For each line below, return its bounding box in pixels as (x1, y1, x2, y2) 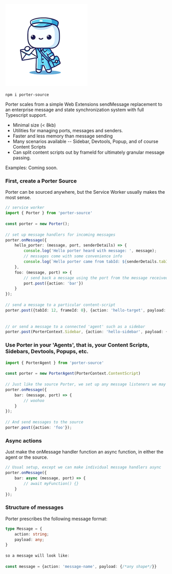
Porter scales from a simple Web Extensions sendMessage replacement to (5, 101, 163, 107)
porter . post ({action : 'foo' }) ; (5, 425, 72, 430)
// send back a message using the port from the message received (24, 275, 168, 280)
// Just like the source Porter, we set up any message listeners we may (5, 382, 166, 387)
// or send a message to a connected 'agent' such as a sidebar (5, 324, 145, 329)
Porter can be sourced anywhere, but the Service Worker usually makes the (5, 189, 165, 195)
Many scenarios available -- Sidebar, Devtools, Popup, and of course (12, 138, 159, 145)
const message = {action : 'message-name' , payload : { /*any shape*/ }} (5, 564, 157, 569)
